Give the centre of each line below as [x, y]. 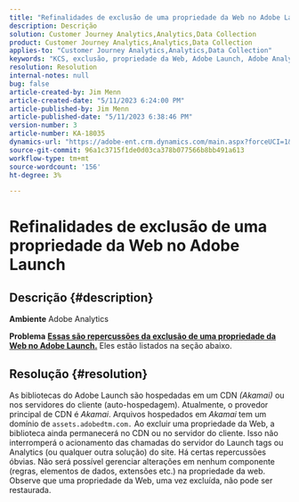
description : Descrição [53, 26]
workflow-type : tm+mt [49, 158]
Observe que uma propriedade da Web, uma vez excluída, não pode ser [141, 481]
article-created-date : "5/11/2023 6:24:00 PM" [97, 100]
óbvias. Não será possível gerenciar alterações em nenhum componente [142, 462]
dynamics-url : [36, 142]
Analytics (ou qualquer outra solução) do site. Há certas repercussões [138, 452]
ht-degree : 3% [36, 175]
